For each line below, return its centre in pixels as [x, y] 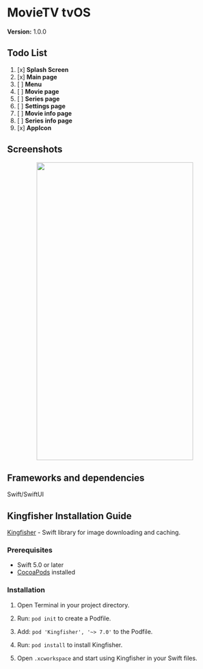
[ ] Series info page [45, 121]
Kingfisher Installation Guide [69, 516]
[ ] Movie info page [44, 113]
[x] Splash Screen [43, 69]
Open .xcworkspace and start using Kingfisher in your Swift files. [107, 658]
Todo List [27, 53]
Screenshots [35, 150]
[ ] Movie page [38, 91]
